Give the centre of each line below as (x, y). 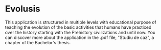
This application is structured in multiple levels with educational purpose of (81, 22)
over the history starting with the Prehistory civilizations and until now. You (80, 32)
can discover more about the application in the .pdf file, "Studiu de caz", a (80, 37)
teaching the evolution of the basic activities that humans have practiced (78, 27)
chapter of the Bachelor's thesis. (38, 42)
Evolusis (23, 9)
